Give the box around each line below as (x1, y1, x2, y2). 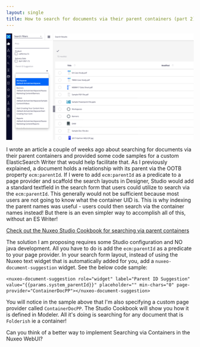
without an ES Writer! (6, 215, 58, 223)
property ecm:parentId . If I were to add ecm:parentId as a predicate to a (6, 171, 182, 178)
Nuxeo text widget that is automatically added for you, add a (6, 257, 154, 264)
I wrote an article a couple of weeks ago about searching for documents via (6, 146, 192, 153)
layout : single (6, 10, 44, 15)
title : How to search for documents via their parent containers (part (6, 15, 187, 22)
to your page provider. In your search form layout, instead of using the (6, 251, 179, 258)
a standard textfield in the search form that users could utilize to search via (6, 183, 190, 190)
